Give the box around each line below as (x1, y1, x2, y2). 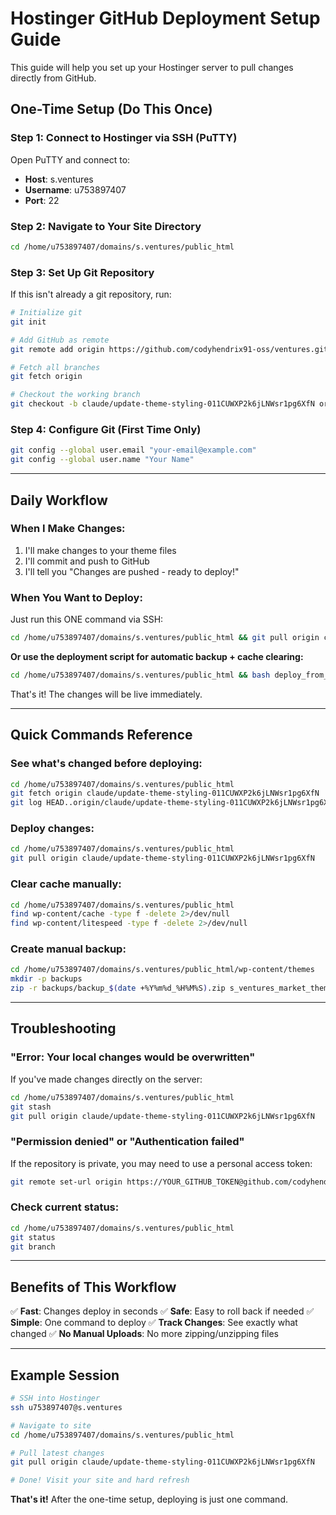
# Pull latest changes (10, 1448, 105, 1458)
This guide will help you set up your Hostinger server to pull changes (10, 61, 294, 73)
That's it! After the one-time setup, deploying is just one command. (10, 1493, 288, 1506)
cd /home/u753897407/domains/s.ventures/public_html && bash (10, 670, 271, 680)
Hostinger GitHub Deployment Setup (10, 7, 321, 30)
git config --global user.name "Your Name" (10, 455, 195, 465)
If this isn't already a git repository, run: (10, 288, 172, 301)
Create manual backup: (10, 942, 127, 956)
